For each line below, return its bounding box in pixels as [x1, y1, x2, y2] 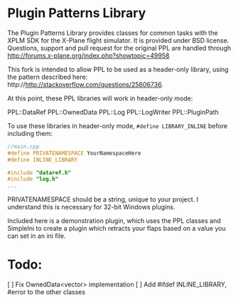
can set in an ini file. [7, 231, 66, 240]
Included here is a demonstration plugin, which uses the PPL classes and [7, 217, 222, 225]
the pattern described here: [7, 73, 88, 81]
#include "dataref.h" [7, 169, 72, 176]
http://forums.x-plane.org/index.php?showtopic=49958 [7, 51, 170, 60]
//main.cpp [7, 142, 40, 150]
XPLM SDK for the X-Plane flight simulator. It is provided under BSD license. [7, 36, 229, 44]
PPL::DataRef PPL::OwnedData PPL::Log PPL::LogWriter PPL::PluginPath [7, 108, 219, 116]
